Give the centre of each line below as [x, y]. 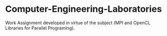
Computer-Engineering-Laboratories [83, 9]
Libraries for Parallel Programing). [40, 28]
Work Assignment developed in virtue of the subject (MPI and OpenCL [78, 23]
